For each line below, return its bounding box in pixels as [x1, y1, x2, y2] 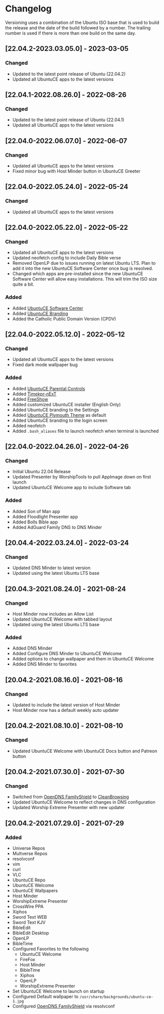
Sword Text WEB [12, 914, 47, 920]
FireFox [19, 957, 35, 963]
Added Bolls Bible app [12, 519, 58, 525]
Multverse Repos [12, 850, 48, 856]
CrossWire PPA [12, 903, 44, 910]
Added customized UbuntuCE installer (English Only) [12, 401, 121, 407]
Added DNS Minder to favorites [12, 661, 77, 667]
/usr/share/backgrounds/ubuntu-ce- [79, 995, 154, 1000]
